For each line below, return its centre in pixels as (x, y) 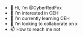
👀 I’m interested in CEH (34, 13)
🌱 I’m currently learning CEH (40, 18)
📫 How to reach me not (35, 29)
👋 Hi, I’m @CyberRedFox (36, 8)
